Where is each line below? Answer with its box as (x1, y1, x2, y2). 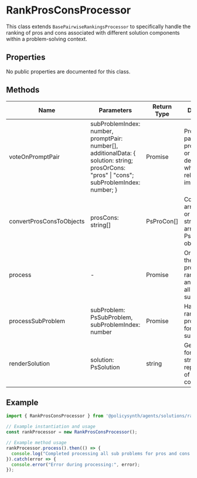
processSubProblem (9, 317, 66, 325)
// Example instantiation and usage (6, 423, 96, 430)
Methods (6, 85, 40, 95)
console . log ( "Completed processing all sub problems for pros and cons (11, 450, 191, 456)
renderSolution (9, 359, 50, 367)
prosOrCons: (90, 164, 126, 172)
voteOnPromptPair (9, 152, 60, 161)
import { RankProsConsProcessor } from (6, 413, 104, 419)
